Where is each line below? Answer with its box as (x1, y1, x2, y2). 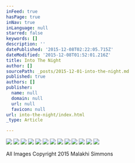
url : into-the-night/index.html (6, 112, 85, 117)
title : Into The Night (6, 57, 61, 63)
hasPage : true (6, 14, 41, 20)
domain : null (11, 95, 43, 101)
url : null (11, 100, 35, 107)
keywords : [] (6, 36, 38, 41)
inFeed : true (6, 8, 38, 15)
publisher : (6, 85, 33, 91)
